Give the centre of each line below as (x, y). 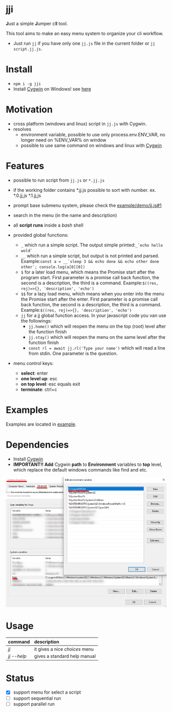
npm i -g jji (27, 84)
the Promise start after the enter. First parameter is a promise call (89, 299)
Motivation (29, 109)
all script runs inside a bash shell (48, 225)
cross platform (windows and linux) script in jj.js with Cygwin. (80, 124)
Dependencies (37, 445)
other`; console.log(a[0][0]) (53, 267)
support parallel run (34, 704)
